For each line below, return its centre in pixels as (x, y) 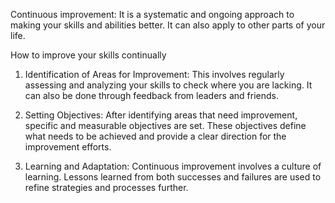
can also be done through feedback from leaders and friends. (151, 95)
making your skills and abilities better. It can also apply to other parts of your (168, 25)
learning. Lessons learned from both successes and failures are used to (173, 177)
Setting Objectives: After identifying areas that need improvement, (161, 115)
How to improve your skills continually (88, 55)
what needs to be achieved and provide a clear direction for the (155, 136)
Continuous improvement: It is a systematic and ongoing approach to (152, 14)
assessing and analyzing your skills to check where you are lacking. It (168, 85)
